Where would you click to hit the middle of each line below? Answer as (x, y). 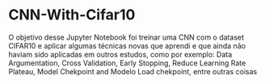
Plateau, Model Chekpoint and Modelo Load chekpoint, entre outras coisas (133, 71)
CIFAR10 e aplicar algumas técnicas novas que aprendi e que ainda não (127, 45)
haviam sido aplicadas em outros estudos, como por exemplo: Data (120, 54)
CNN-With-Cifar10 (72, 15)
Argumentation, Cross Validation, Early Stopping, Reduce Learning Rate (127, 63)
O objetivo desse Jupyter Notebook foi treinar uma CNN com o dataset (126, 37)
